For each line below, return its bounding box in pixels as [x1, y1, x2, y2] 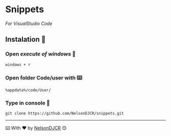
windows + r [5, 62, 31, 67]
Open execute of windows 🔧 [5, 50, 76, 58]
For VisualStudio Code [5, 20, 52, 26]
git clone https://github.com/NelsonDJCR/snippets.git [5, 111, 124, 116]
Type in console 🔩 [5, 99, 50, 106]
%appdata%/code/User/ [5, 88, 51, 93]
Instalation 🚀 [5, 35, 46, 44]
